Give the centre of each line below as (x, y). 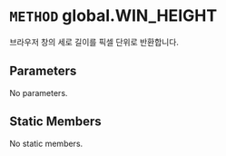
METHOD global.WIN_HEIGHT (113, 16)
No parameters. (39, 93)
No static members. (46, 143)
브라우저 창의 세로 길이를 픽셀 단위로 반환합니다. (94, 42)
